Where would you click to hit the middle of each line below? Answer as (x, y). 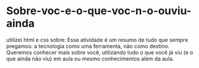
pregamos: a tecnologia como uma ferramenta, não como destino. (88, 46)
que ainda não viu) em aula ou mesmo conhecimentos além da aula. (90, 59)
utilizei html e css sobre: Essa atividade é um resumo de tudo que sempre (97, 40)
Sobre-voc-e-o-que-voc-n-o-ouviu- (99, 11)
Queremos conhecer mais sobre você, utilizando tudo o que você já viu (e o (100, 52)
